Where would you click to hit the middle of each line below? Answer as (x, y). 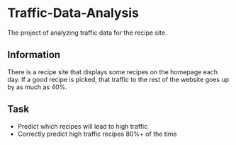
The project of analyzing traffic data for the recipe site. (87, 33)
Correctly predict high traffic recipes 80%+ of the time (97, 134)
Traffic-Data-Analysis (73, 13)
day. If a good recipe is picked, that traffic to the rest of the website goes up (118, 79)
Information (34, 55)
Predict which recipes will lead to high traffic (83, 126)
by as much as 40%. (37, 87)
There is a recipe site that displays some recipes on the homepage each (113, 71)
